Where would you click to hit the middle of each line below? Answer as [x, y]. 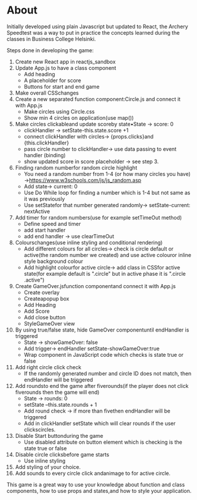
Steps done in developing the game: [50, 50]
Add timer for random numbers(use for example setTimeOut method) [98, 217]
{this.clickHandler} [46, 143]
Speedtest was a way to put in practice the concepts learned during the [93, 32]
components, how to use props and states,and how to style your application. [99, 491]
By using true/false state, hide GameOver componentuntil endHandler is [102, 330]
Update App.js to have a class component [66, 67]
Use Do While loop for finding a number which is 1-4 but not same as [107, 192]
